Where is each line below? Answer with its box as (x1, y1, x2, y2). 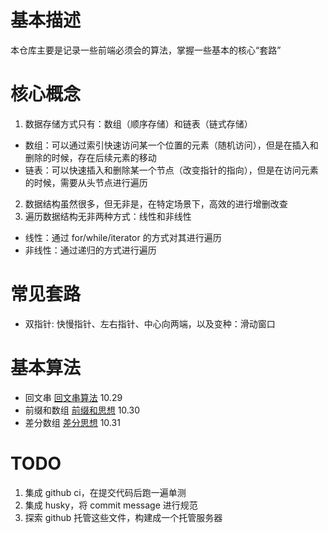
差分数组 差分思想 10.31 (24, 416, 121, 428)
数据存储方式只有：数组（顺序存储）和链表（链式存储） (24, 117, 253, 130)
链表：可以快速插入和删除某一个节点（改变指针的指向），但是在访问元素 (24, 164, 319, 176)
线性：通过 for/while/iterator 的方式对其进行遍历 (24, 231, 222, 243)
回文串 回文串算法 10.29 (24, 391, 123, 403)
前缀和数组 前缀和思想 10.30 (24, 404, 140, 416)
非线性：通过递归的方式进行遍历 (24, 244, 157, 256)
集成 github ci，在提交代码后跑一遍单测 (24, 486, 187, 498)
